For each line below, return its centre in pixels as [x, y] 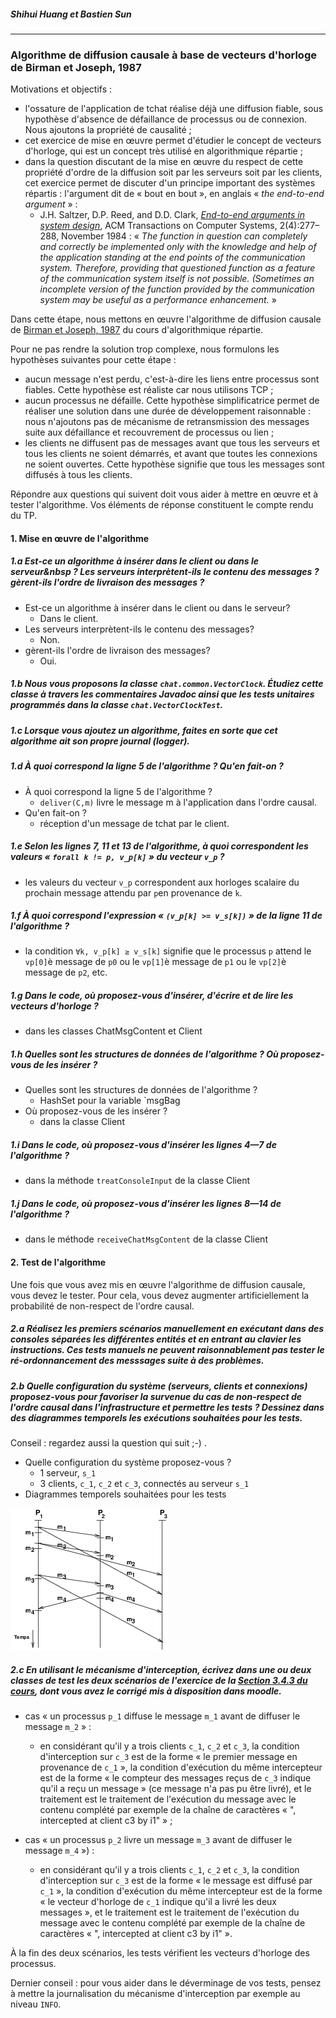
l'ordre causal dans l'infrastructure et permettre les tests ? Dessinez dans [167, 1407]
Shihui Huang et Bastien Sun [71, 14]
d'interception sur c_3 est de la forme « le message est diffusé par [176, 1880]
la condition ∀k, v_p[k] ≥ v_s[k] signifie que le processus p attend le [168, 951]
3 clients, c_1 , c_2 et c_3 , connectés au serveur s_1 [144, 1483]
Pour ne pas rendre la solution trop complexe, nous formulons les [145, 349]
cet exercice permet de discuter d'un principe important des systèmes [170, 183]
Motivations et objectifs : [61, 89]
